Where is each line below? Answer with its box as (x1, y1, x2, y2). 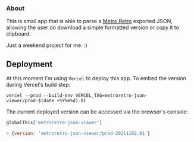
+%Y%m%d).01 (57, 98, 86, 104)
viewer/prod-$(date (6, 98, 55, 104)
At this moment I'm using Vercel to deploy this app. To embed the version (6, 75, 186, 82)
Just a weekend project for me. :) (6, 42, 87, 49)
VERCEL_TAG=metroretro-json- (75, 93, 148, 99)
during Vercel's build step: (6, 81, 71, 89)
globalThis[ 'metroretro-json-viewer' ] (6, 120, 102, 126)
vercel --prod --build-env (6, 93, 73, 99)
